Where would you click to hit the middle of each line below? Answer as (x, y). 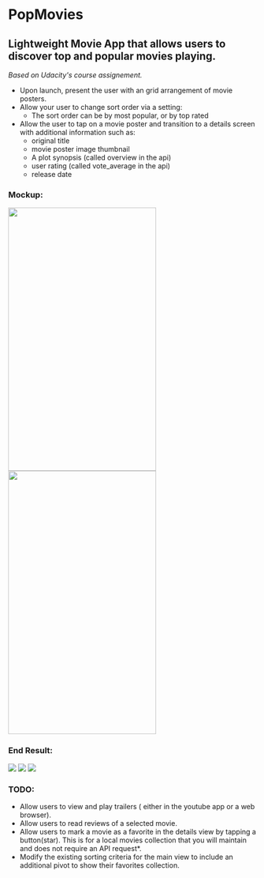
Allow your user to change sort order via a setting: (101, 107)
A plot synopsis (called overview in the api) (101, 157)
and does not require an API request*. (80, 848)
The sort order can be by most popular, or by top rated (120, 115)
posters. (33, 99)
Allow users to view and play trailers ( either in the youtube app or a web (137, 806)
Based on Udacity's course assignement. (75, 75)
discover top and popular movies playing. (112, 56)
